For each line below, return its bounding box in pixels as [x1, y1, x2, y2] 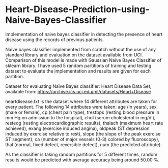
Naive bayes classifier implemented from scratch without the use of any [5, 46, 156, 52]
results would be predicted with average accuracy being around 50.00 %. [5, 156, 160, 163]
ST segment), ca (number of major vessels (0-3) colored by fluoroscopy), [5, 136, 159, 142]
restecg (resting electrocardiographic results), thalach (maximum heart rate [5, 120, 163, 126]
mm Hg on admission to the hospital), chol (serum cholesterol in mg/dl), [5, 114, 156, 120]
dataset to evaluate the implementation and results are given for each [5, 68, 151, 74]
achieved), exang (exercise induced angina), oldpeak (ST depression [5, 125, 150, 131]
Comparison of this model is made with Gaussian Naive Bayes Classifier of [5, 57, 162, 63]
